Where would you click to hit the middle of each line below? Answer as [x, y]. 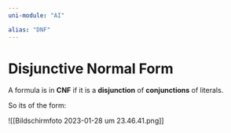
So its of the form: [37, 105]
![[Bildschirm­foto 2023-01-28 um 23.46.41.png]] [86, 121]
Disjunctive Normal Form [91, 68]
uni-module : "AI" [37, 15]
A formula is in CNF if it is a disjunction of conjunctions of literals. [116, 91]
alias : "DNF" [29, 30]
